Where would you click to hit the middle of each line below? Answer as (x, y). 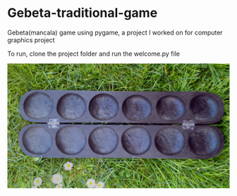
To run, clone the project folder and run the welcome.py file (93, 54)
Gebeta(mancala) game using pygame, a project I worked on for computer (115, 32)
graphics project (31, 39)
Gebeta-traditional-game (83, 13)
